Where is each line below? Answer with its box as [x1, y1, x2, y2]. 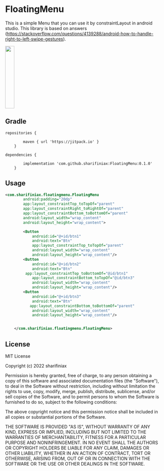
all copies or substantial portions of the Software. [5, 414, 106, 420]
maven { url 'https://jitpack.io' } [23, 139, 99, 144]
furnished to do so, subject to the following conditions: [5, 399, 117, 405]
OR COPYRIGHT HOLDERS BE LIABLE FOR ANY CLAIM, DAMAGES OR [5, 445, 150, 451]
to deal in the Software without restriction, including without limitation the [5, 383, 156, 389]
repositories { [5, 130, 37, 135]
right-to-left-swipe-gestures [5, 36, 63, 42]
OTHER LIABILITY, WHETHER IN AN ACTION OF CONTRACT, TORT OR [5, 451, 151, 456]
